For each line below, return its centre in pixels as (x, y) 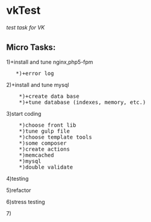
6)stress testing (26, 202)
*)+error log (35, 73)
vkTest (23, 10)
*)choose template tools (55, 137)
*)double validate (46, 167)
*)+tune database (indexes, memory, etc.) (82, 102)
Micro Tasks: (31, 48)
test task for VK (26, 27)
